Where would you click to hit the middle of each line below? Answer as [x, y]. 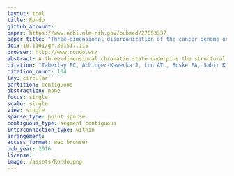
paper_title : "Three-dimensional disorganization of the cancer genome [113, 39]
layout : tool [26, 14]
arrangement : [26, 136]
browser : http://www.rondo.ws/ [53, 53]
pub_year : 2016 [29, 149]
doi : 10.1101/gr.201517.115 [48, 46]
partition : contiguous [40, 85]
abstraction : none [34, 91]
